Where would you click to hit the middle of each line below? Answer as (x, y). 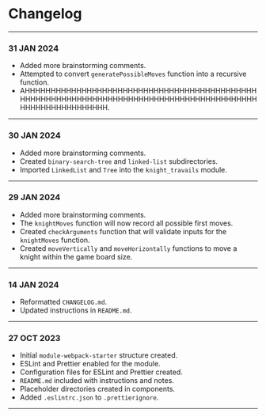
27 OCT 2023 (34, 339)
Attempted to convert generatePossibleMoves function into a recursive (133, 74)
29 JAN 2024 (34, 197)
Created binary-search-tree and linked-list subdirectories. (119, 161)
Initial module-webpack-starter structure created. (99, 355)
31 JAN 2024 (34, 48)
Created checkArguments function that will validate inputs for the (123, 231)
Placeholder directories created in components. (97, 389)
